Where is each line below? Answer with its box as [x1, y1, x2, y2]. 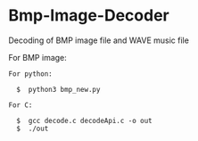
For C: [8, 100, 33, 110]
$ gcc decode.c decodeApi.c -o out [16, 116, 153, 125]
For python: [8, 69, 53, 79]
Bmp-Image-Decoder [8, 5, 170, 26]
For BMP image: [8, 52, 68, 62]
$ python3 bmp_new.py [16, 85, 101, 94]
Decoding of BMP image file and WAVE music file [8, 35, 189, 46]
